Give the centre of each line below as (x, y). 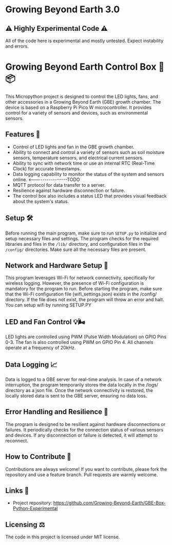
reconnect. (17, 440)
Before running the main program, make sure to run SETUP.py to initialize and (86, 233)
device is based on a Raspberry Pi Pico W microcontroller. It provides (79, 107)
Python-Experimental (35, 509)
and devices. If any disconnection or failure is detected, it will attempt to (82, 435)
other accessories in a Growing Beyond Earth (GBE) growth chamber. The (83, 102)
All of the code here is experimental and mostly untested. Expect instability (84, 41)
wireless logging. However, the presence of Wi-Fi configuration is (75, 283)
